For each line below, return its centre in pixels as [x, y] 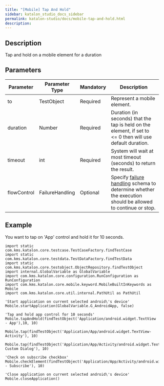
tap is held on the [131, 124]
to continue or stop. [133, 207]
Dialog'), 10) [35, 349]
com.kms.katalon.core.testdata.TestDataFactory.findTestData [69, 259]
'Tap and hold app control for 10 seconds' [50, 314]
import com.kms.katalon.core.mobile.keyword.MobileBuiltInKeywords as [78, 284]
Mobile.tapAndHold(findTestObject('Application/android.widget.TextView [81, 318]
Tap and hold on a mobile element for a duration [53, 55]
